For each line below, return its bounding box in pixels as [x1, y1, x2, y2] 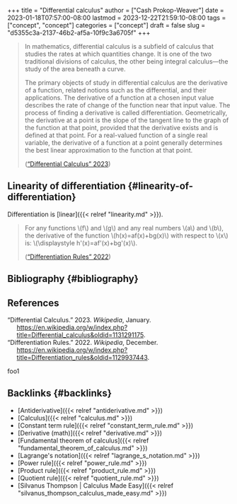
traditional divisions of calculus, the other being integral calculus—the [24, 57, 229, 66]
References [7, 297, 59, 309]
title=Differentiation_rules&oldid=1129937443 [16, 353, 148, 362]
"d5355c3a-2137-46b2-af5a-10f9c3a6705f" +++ [7, 28, 151, 37]
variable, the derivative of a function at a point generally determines [24, 139, 223, 147]
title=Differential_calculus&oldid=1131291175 [16, 331, 144, 339]
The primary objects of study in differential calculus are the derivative [24, 78, 228, 87]
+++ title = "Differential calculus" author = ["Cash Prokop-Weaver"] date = [7, 6, 224, 14]
